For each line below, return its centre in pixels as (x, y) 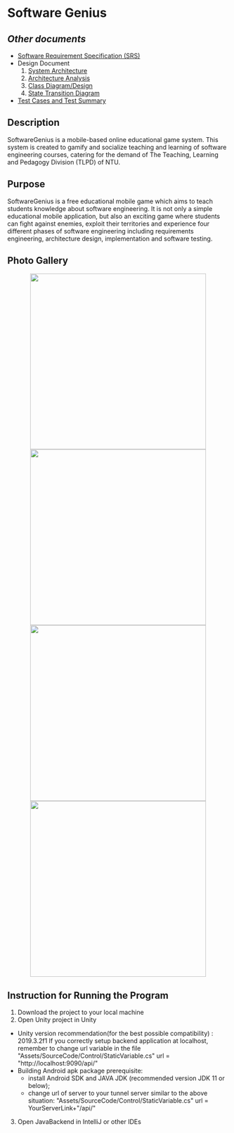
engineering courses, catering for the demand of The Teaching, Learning (113, 154)
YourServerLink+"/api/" (62, 1108)
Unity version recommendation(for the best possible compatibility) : (115, 1033)
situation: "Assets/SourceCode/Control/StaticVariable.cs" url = (118, 1101)
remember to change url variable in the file (79, 1049)
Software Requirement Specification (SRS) (79, 56)
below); (39, 1086)
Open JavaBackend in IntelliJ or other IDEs (79, 1122)
